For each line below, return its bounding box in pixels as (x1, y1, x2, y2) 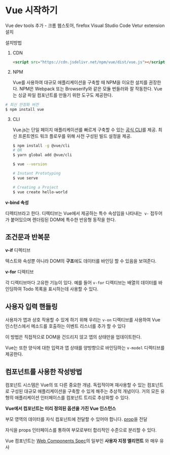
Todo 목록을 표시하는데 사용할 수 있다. (22, 286, 98, 292)
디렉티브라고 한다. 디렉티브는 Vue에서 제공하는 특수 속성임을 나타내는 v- (5, 210, 149, 216)
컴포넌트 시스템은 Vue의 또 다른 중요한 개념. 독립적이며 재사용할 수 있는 (5, 382, 146, 388)
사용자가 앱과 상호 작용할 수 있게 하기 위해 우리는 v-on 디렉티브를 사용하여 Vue (5, 317, 161, 323)
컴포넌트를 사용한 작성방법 (5, 367, 82, 376)
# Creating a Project (12, 185, 58, 190)
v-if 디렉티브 (5, 247, 31, 253)
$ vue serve (12, 175, 38, 180)
